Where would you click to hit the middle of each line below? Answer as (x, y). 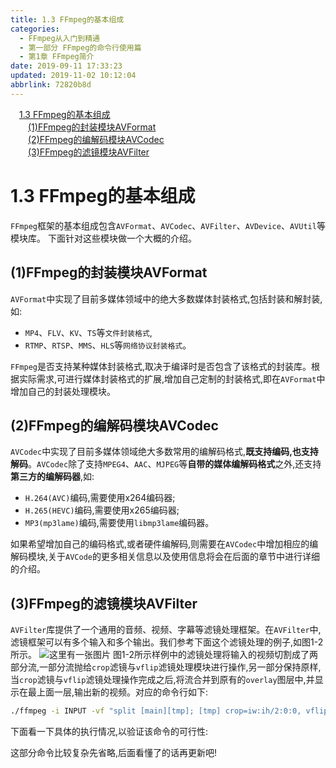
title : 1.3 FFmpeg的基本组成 (67, 19)
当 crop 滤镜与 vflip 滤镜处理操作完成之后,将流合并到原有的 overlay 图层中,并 (162, 680)
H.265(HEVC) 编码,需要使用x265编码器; (102, 510)
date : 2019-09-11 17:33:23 (66, 66)
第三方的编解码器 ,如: (52, 477)
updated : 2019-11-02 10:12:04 (73, 76)
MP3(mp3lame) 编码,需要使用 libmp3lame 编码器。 (119, 523)
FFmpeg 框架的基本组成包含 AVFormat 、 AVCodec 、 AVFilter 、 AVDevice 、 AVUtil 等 (168, 225)
